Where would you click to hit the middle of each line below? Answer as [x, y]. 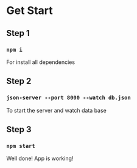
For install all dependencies [40, 62]
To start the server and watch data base [56, 110]
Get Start [30, 11]
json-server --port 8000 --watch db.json [68, 98]
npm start [21, 146]
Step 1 [18, 33]
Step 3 [19, 129]
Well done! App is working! [40, 158]
